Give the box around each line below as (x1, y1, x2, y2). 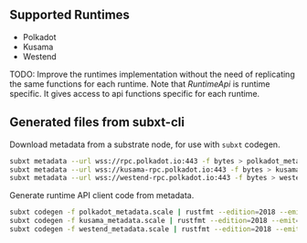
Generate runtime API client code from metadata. (9, 190, 195, 201)
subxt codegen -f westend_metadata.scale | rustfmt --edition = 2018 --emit (9, 225, 301, 234)
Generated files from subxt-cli (9, 114, 185, 131)
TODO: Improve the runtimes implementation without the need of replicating (9, 69, 295, 79)
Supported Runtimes (9, 7, 131, 23)
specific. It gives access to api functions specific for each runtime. (9, 88, 260, 99)
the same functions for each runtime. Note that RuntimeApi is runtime (9, 78, 270, 90)
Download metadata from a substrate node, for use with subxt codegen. (9, 139, 281, 150)
